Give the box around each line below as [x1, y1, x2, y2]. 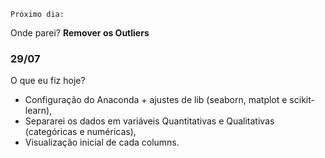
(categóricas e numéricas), [24, 126, 137, 138]
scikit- [289, 94, 315, 106]
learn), [24, 105, 53, 117]
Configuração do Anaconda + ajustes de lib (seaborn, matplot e [24, 94, 288, 106]
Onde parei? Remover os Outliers [10, 27, 150, 39]
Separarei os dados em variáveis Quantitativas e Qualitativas [24, 115, 275, 127]
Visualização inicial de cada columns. [24, 136, 180, 149]
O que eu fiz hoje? [10, 75, 86, 87]
